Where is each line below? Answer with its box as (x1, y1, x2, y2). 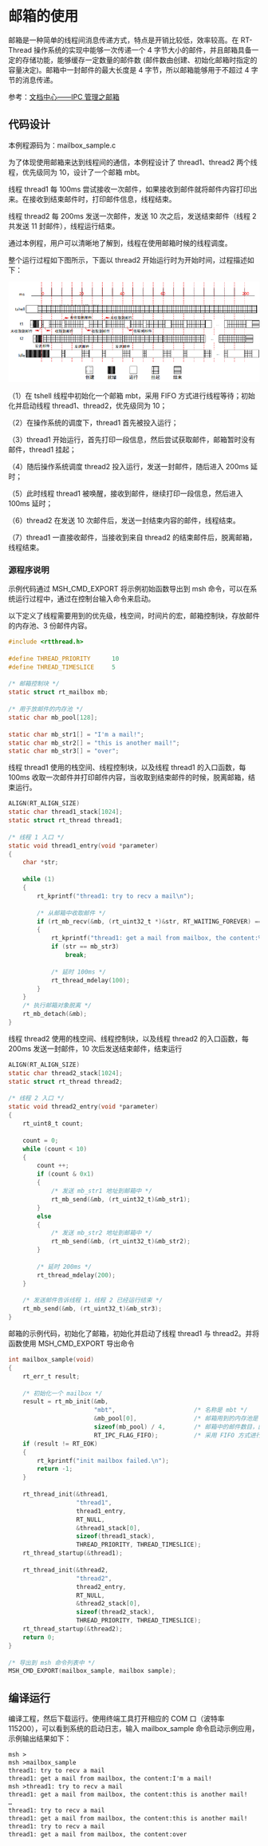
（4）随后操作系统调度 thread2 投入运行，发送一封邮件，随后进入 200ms (8, 461, 249, 471)
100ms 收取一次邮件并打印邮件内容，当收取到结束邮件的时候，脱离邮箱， (8, 773, 249, 782)
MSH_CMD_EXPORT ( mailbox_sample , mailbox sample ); (8, 1667, 177, 1675)
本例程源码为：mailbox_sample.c (8, 140, 116, 150)
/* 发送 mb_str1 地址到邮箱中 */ (50, 1187, 153, 1196)
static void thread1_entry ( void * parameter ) (8, 841, 159, 850)
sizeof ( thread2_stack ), (76, 1608, 156, 1616)
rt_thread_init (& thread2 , (22, 1566, 109, 1574)
